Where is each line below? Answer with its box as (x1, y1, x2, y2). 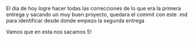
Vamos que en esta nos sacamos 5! (6, 28, 92, 35)
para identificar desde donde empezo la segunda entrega (6, 17, 145, 24)
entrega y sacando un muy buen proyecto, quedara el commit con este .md (6, 11, 188, 18)
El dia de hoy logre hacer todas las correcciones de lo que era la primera (6, 5, 181, 12)
